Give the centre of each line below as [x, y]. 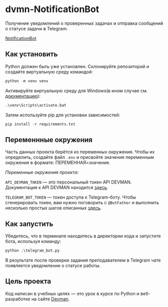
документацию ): [23, 96]
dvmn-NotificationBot [52, 9]
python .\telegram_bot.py [32, 251]
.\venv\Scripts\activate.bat [36, 105]
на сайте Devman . [50, 299]
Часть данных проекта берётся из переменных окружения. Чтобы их [80, 152]
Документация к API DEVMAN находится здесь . [57, 188]
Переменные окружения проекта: [42, 172]
